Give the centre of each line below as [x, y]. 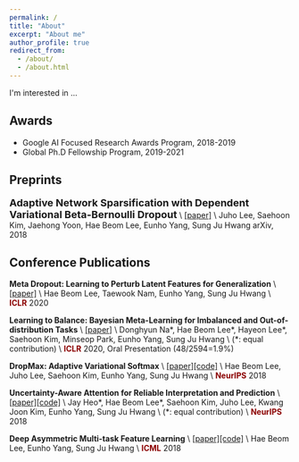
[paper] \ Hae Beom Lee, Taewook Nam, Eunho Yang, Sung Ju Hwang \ [140, 294]
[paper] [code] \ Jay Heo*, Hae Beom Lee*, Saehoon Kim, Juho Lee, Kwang [146, 402]
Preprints [36, 180]
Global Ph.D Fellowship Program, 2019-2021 [103, 152]
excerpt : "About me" [48, 34]
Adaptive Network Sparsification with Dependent [129, 202]
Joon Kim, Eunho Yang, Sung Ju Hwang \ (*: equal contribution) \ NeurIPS [146, 412]
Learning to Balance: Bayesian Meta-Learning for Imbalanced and [134, 320]
